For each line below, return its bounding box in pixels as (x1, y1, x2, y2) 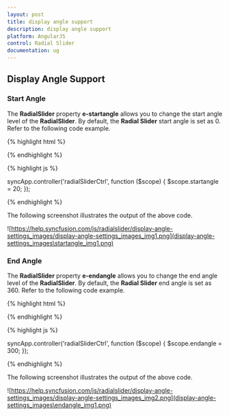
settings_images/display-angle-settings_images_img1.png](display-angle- (7, 232, 215, 240)
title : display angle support (7, 18, 94, 25)
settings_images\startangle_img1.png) (7, 238, 114, 247)
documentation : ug (7, 47, 59, 54)
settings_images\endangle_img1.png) (7, 401, 111, 409)
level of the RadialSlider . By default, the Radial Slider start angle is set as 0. (7, 117, 221, 125)
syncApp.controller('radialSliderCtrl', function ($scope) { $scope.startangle (7, 177, 219, 185)
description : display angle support (7, 25, 111, 32)
